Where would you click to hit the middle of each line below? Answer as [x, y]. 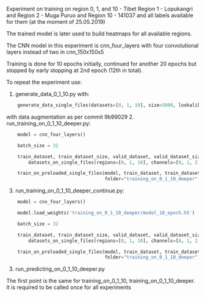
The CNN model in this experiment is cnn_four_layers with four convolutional [103, 46]
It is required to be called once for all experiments [69, 287]
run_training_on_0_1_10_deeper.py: [49, 123]
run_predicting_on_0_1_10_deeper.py [60, 269]
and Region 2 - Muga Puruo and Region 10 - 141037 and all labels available [100, 15]
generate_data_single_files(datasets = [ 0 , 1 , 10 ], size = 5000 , [96, 105]
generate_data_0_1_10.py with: [52, 94]
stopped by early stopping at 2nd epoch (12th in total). [75, 70]
